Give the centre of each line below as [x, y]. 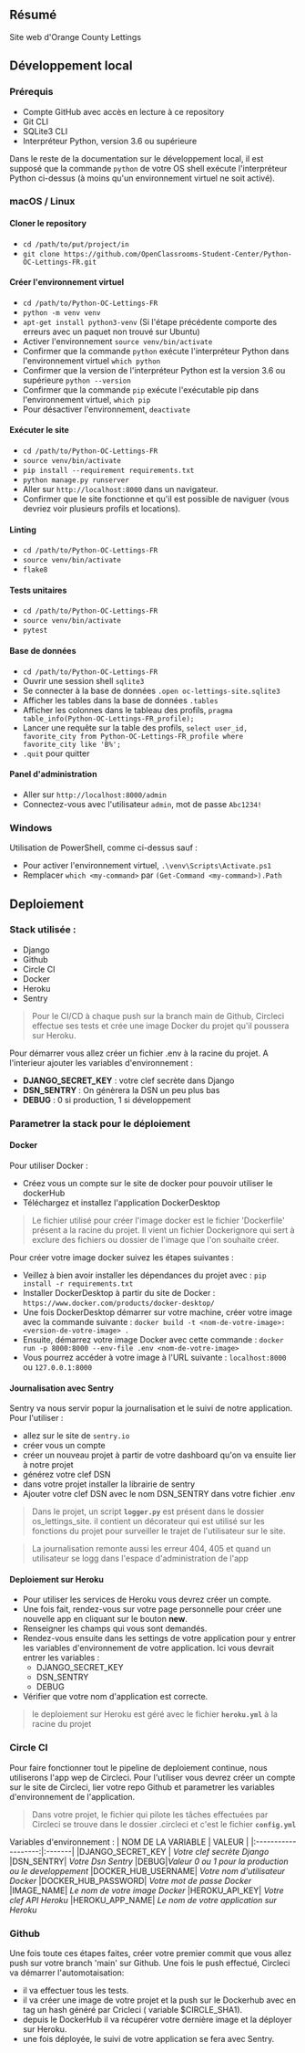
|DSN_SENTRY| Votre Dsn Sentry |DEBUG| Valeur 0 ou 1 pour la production [149, 1861]
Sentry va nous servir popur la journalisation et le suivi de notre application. [151, 1408]
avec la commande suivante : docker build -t [109, 1321]
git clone [41, 254]
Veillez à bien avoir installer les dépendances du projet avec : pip [144, 1275]
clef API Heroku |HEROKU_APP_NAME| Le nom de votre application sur [143, 1900]
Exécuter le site [40, 430]
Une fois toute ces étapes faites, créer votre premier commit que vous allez [151, 1953]
